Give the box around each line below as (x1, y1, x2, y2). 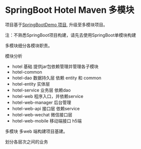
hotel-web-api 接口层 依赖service (12, 105, 80, 111)
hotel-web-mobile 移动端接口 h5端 (12, 118, 82, 123)
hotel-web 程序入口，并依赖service (12, 93, 84, 99)
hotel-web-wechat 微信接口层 (12, 112, 72, 118)
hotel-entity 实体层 (12, 81, 50, 87)
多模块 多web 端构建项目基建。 (5, 128, 68, 134)
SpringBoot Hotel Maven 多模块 (5, 4, 135, 16)
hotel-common (12, 69, 43, 75)
